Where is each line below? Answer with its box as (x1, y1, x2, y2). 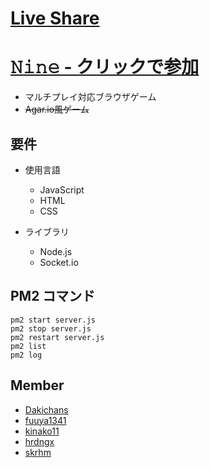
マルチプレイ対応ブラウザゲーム (24, 91, 157, 103)
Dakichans (24, 403, 69, 416)
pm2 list (10, 341, 47, 351)
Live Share (10, 7, 100, 30)
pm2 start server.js (10, 315, 97, 325)
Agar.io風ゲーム (24, 103, 90, 116)
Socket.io (39, 256, 79, 268)
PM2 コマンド (10, 288, 96, 305)
